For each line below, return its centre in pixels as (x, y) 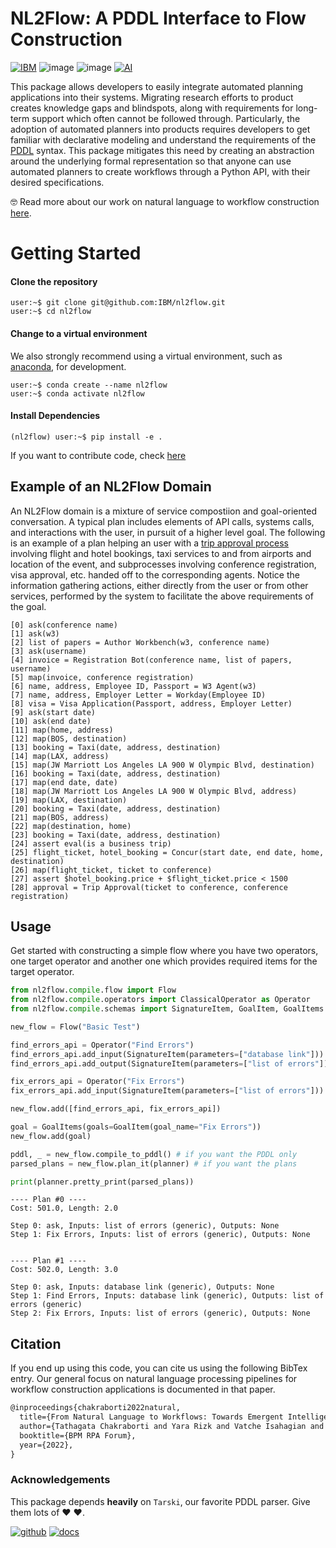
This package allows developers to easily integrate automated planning (157, 86)
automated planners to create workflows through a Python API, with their (160, 171)
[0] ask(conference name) (64, 625)
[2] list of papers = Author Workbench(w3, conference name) (140, 642)
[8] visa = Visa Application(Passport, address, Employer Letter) (151, 703)
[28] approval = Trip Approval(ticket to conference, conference (149, 887)
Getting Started (76, 253)
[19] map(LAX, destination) (69, 800)
